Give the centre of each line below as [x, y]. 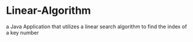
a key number [22, 32]
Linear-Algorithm [49, 11]
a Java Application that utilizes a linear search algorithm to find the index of [96, 26]
